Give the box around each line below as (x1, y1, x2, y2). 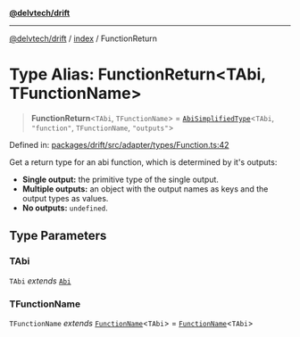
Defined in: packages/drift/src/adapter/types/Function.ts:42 (9, 139, 229, 150)
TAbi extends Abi (9, 275, 71, 286)
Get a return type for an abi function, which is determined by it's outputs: (9, 156, 278, 168)
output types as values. (21, 193, 109, 203)
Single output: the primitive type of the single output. (21, 174, 219, 185)
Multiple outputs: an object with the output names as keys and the (21, 183, 269, 194)
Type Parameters (9, 228, 107, 243)
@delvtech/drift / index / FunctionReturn (9, 33, 158, 44)
